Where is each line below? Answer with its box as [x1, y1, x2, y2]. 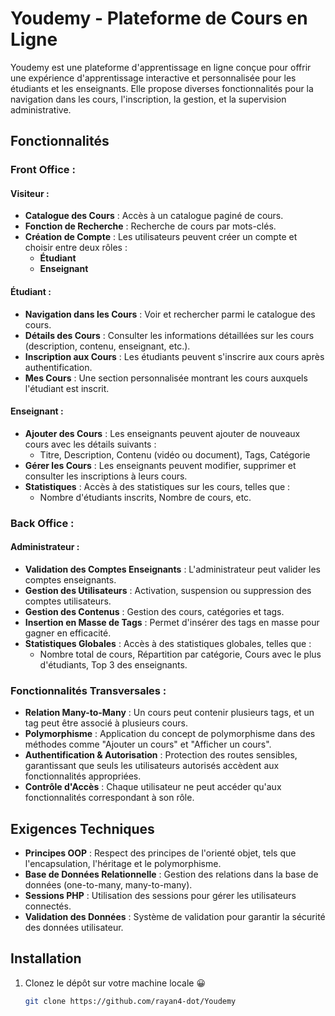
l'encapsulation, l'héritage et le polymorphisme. [24, 858, 222, 870]
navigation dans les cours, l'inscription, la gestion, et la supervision [10, 93, 287, 105]
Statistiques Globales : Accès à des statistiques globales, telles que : [24, 637, 312, 649]
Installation [10, 950, 82, 967]
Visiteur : [10, 187, 50, 199]
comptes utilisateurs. [24, 595, 112, 607]
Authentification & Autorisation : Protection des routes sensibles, [24, 749, 298, 761]
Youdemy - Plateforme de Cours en [10, 7, 308, 30]
